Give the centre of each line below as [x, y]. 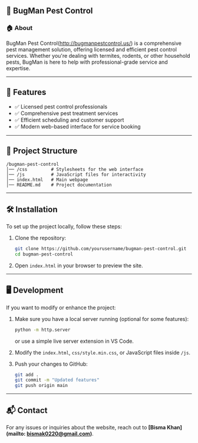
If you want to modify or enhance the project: [61, 307]
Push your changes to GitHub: [51, 364]
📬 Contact [27, 410]
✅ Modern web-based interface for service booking [77, 126]
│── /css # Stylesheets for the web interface [75, 170]
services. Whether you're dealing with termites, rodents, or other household [98, 55]
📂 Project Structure [42, 151]
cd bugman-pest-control [44, 254]
